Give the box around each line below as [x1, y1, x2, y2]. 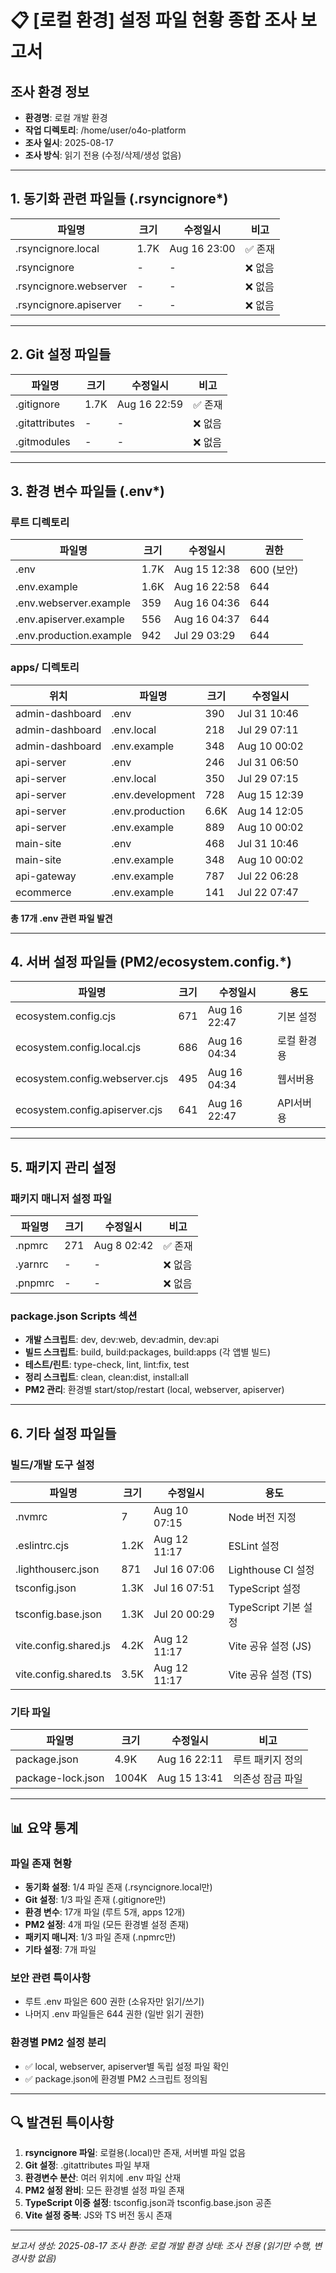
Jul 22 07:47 [237, 885, 299, 899]
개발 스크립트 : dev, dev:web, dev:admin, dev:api [24, 1334, 220, 1346]
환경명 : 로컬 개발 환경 [24, 112, 108, 123]
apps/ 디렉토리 [10, 661, 80, 675]
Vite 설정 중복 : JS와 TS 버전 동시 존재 [24, 2209, 173, 2221]
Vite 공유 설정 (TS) [228, 1668, 313, 1682]
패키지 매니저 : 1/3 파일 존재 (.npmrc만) [24, 1931, 177, 1943]
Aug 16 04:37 [173, 612, 241, 626]
